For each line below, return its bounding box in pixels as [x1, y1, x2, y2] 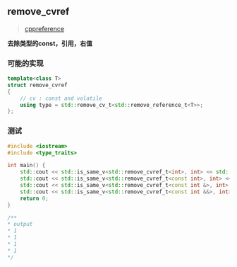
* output [7, 221, 33, 228]
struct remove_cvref [7, 81, 68, 89]
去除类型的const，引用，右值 [7, 39, 93, 47]
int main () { [7, 162, 46, 169]
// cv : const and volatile [20, 95, 102, 102]
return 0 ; [20, 195, 49, 202]
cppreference [24, 24, 65, 33]
